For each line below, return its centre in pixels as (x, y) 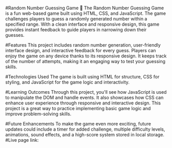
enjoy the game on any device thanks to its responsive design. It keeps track (86, 56)
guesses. (15, 35)
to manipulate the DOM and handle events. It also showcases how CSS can (84, 98)
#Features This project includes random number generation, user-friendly (83, 45)
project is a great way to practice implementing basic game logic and (78, 108)
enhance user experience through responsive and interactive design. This (83, 103)
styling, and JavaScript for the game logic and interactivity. (67, 82)
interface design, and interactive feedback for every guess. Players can (81, 50)
